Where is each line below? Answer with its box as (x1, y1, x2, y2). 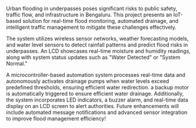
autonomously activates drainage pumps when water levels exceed (6, 78, 170, 85)
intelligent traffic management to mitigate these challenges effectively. (6, 23, 177, 31)
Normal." (6, 60, 28, 67)
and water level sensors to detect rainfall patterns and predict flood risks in (6, 41, 188, 48)
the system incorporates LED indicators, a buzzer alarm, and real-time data (6, 96, 188, 103)
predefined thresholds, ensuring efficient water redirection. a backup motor (6, 84, 190, 90)
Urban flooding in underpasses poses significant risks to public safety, (6, 5, 178, 12)
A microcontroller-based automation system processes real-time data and (6, 72, 185, 78)
